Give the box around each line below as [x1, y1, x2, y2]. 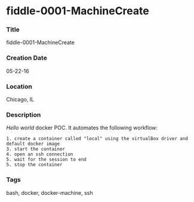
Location [6, 82, 33, 91]
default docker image [6, 141, 60, 147]
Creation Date [6, 54, 48, 62]
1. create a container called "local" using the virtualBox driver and [6, 136, 188, 142]
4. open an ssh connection [6, 151, 73, 157]
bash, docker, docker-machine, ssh [6, 189, 93, 196]
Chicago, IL [6, 96, 35, 103]
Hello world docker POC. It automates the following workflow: [6, 124, 158, 132]
